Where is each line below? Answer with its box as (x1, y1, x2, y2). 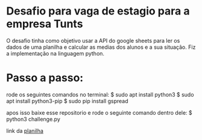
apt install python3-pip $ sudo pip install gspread (6, 97, 128, 104)
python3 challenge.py (6, 115, 60, 122)
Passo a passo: (6, 71, 84, 85)
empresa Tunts (6, 17, 83, 31)
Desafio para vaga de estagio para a (6, 4, 190, 18)
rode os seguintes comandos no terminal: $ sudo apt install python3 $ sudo (6, 91, 194, 98)
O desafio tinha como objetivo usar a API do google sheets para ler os (6, 37, 180, 44)
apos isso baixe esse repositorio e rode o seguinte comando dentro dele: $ (6, 109, 193, 116)
